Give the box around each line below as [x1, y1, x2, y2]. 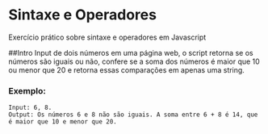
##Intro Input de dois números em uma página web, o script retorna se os [8, 48, 253, 57]
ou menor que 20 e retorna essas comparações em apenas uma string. [8, 65, 245, 74]
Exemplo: [8, 85, 47, 96]
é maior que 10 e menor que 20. [8, 118, 117, 126]
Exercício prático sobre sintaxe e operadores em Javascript [8, 32, 207, 42]
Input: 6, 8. [8, 103, 52, 112]
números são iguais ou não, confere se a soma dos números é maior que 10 [8, 57, 260, 66]
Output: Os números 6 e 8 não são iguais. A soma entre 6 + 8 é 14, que [8, 111, 258, 119]
